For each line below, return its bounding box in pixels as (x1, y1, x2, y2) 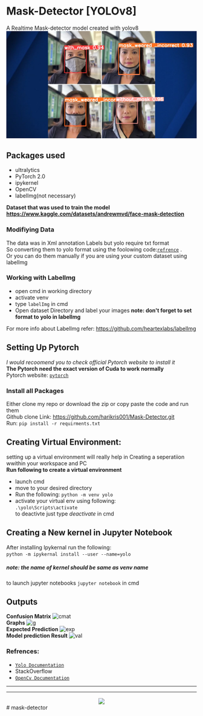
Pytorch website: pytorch (6, 371, 69, 379)
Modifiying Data (6, 225, 54, 234)
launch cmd (14, 477, 45, 485)
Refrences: (6, 647, 39, 655)
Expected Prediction (6, 626, 59, 633)
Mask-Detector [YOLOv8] (6, 4, 137, 18)
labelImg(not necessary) (14, 192, 76, 199)
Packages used (6, 150, 65, 161)
